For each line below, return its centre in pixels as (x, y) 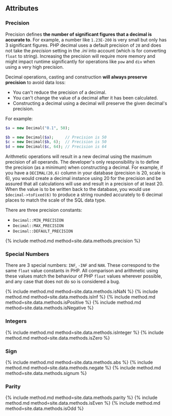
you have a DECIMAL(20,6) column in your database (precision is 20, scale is (85, 173)
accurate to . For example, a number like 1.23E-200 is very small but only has (86, 39)
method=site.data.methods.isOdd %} (44, 409)
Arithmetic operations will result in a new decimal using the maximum (79, 156)
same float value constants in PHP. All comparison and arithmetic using (82, 271)
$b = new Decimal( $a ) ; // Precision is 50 (56, 137)
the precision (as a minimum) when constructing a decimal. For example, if (84, 167)
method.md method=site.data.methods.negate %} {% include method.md (83, 368)
